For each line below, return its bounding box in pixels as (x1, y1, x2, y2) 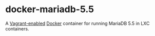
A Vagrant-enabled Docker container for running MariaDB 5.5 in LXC (5, 20, 150, 26)
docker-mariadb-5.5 (5, 4, 94, 15)
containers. (5, 25, 29, 31)
